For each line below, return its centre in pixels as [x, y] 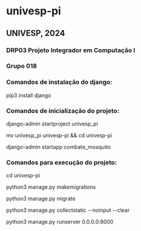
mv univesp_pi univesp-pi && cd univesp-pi [59, 135]
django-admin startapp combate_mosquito [59, 147]
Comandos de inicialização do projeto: [63, 111]
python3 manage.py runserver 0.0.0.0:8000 [60, 222]
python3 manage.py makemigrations [51, 187]
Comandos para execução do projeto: [62, 162]
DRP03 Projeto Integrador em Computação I [71, 50]
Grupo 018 [22, 66]
